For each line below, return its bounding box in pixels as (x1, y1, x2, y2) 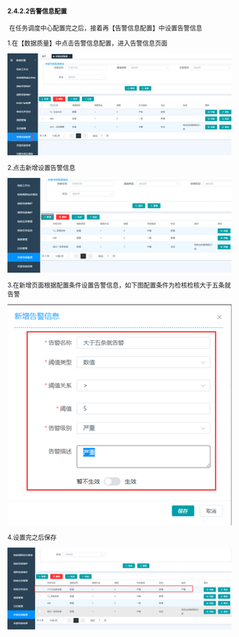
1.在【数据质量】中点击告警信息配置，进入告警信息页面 (7, 39, 168, 48)
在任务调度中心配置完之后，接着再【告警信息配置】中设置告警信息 (9, 23, 203, 32)
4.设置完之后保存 (7, 533, 57, 542)
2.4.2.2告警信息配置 (7, 6, 68, 15)
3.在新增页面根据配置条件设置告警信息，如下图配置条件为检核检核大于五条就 (7, 280, 231, 289)
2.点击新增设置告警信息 (7, 164, 76, 172)
